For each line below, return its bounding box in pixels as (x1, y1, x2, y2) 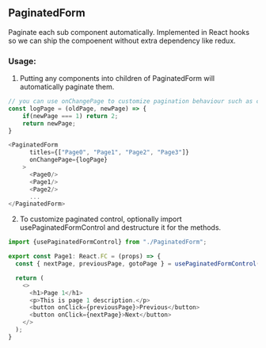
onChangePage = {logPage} (28, 156, 108, 164)
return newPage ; (22, 119, 77, 128)
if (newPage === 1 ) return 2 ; (22, 112, 119, 120)
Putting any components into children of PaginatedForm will (19, 74, 215, 83)
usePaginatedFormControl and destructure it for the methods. (19, 223, 222, 232)
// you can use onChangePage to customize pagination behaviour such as (8, 98, 253, 105)
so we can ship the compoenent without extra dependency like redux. (8, 36, 236, 45)
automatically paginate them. (19, 82, 115, 92)
